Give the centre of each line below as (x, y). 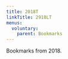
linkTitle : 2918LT (29, 17)
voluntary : (25, 28)
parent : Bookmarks (40, 34)
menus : (14, 23)
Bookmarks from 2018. (34, 51)
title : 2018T (22, 12)
